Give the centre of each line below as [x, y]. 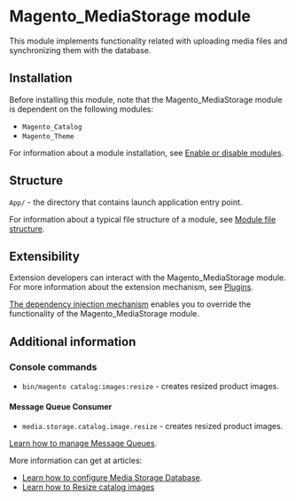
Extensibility [44, 256]
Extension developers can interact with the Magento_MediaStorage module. [148, 278]
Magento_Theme [48, 136]
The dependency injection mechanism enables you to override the [130, 304]
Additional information [73, 342]
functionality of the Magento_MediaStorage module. [104, 314]
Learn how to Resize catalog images [88, 487]
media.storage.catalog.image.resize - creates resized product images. [152, 427]
